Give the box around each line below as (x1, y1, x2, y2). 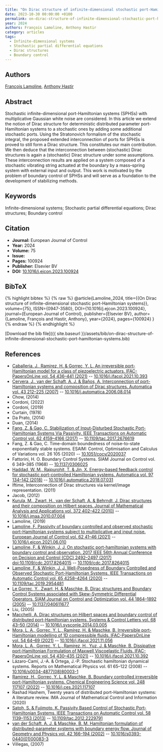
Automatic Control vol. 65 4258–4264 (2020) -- (12, 575, 108, 581)
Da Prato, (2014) (12, 415, 45, 421)
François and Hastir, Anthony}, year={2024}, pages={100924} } (27, 316, 154, 322)
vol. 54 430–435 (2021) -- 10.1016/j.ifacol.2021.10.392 (41, 653, 148, 659)
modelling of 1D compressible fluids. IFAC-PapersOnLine (37, 633, 150, 638)
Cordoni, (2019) (12, 404, 44, 410)
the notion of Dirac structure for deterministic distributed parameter (5, 121, 140, 127)
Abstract (5, 98, 33, 106)
